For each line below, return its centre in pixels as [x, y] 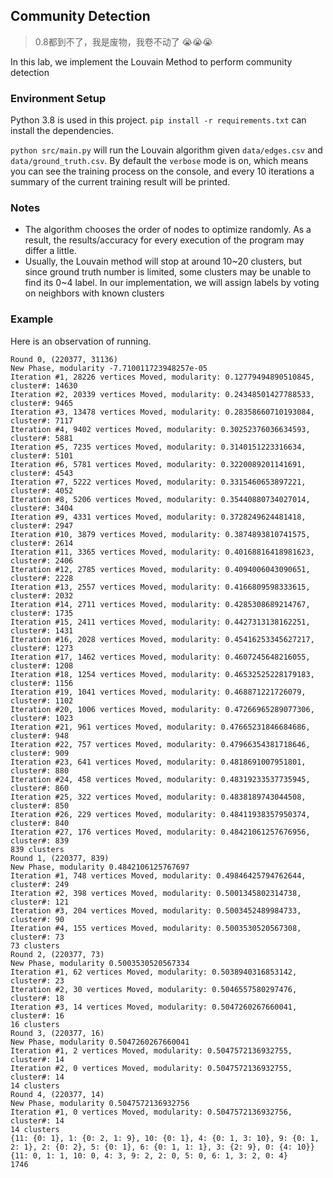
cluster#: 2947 [42, 525]
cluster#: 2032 [42, 595]
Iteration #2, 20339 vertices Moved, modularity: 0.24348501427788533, [162, 394]
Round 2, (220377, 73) [57, 954]
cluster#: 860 [40, 788]
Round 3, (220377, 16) [57, 1033]
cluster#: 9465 [42, 403]
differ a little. [50, 251]
